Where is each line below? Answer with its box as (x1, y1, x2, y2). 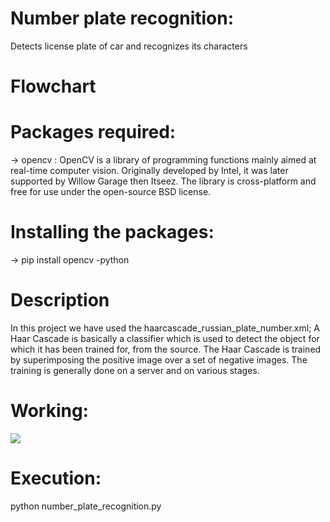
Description (10, 289, 110, 312)
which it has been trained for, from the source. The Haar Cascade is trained (10, 343, 322, 355)
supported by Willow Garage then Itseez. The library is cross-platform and (10, 175, 317, 187)
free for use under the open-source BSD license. (10, 186, 212, 198)
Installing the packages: (10, 221, 215, 244)
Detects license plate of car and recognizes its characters (10, 40, 248, 52)
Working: (10, 400, 89, 422)
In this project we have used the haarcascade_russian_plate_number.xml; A (10, 322, 320, 334)
